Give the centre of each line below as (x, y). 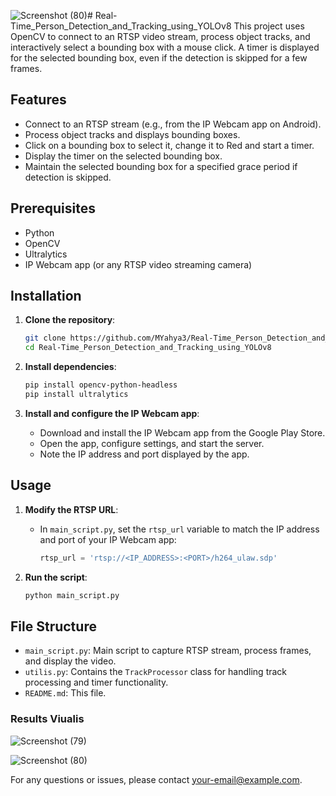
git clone (45, 338)
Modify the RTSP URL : (71, 509)
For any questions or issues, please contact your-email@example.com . (156, 779)
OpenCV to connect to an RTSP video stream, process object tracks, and (160, 36)
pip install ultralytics (76, 395)
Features (38, 100)
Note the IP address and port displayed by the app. (144, 454)
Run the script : (56, 577)
